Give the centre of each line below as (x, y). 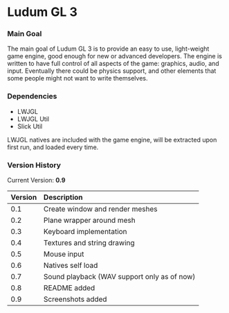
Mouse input (64, 254)
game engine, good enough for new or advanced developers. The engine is (115, 56)
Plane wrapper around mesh (90, 221)
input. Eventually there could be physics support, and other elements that (112, 71)
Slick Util (30, 126)
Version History (34, 165)
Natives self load (71, 266)
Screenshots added (75, 299)
